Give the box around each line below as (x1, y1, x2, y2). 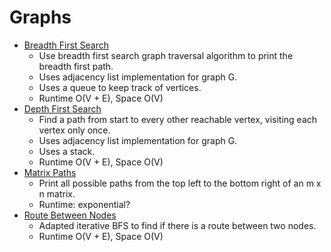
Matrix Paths (23, 166, 77, 178)
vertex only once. (38, 124, 111, 136)
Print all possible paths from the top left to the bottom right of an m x (38, 177, 322, 189)
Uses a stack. (38, 145, 96, 157)
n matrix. (38, 187, 76, 200)
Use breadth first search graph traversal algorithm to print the (38, 49, 294, 61)
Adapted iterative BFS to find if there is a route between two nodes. (38, 219, 317, 231)
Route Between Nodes (23, 209, 117, 221)
